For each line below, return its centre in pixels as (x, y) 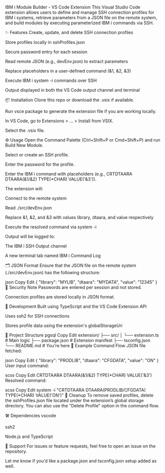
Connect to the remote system (36, 198)
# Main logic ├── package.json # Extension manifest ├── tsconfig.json (78, 340)
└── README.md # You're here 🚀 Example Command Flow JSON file (76, 346)
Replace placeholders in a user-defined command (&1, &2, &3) (68, 71)
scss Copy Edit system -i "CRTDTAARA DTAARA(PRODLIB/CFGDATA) (76, 390)
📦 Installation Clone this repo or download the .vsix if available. (70, 100)
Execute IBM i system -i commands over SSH (51, 80)
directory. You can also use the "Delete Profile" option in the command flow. (82, 406)
